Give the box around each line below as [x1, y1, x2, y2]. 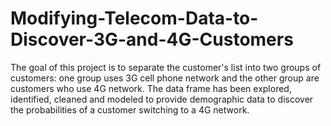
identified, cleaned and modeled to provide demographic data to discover [10, 93, 314, 105]
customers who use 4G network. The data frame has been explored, [10, 82, 292, 94]
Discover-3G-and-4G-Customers [10, 28, 294, 51]
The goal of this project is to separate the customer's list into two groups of [10, 61, 322, 73]
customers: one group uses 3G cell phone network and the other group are [10, 72, 320, 84]
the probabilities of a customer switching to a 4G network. [10, 103, 250, 116]
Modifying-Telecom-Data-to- [10, 7, 259, 30]
